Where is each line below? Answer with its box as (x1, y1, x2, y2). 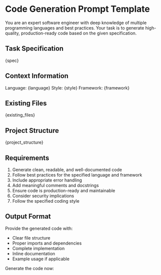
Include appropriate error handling (12, 177, 82, 183)
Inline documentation (12, 250, 56, 256)
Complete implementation (12, 245, 65, 251)
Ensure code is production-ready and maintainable (12, 188, 116, 193)
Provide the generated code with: (5, 225, 73, 231)
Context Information (5, 72, 69, 80)
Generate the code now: (5, 265, 54, 271)
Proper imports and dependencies (12, 240, 82, 246)
